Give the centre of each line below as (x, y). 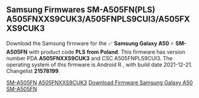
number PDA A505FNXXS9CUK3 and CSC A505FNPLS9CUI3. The (90, 58)
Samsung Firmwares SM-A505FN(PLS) (81, 10)
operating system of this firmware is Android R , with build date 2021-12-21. (99, 65)
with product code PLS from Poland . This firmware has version (107, 52)
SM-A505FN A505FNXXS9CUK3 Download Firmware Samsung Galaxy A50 (100, 82)
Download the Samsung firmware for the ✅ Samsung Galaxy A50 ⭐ (90, 43)
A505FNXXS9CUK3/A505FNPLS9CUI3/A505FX (98, 19)
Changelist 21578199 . (33, 71)
